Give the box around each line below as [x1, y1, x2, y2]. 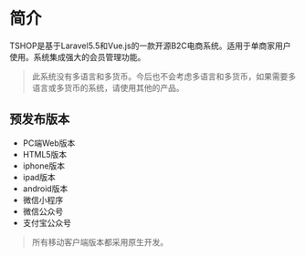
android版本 [22, 183, 68, 194]
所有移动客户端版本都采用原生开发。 [31, 236, 169, 247]
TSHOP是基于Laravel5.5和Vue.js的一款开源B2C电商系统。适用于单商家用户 [9, 40, 291, 51]
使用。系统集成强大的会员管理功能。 [9, 51, 146, 62]
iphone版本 [22, 160, 66, 171]
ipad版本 [22, 171, 57, 182]
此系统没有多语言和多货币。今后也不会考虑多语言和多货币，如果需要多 [31, 70, 297, 82]
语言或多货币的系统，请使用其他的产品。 [31, 82, 184, 93]
